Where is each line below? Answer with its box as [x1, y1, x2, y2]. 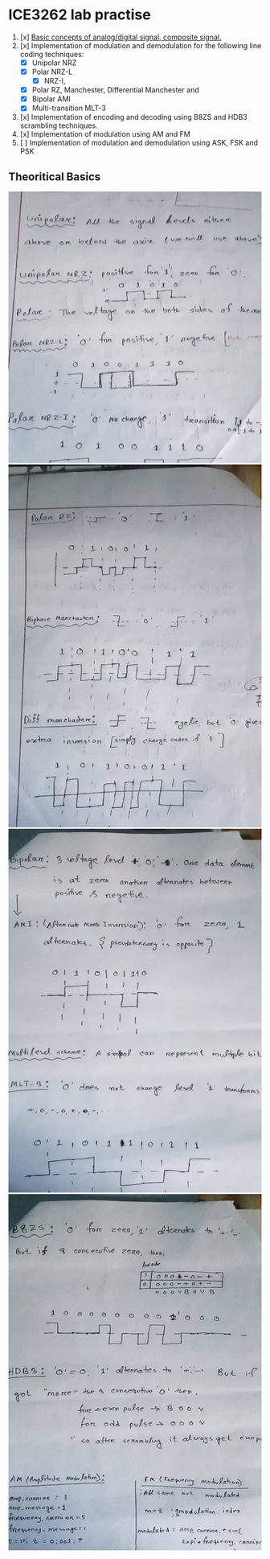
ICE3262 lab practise [8, 6, 151, 24]
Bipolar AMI [31, 94, 71, 104]
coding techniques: [19, 49, 84, 59]
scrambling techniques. [19, 121, 98, 130]
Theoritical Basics [8, 170, 101, 183]
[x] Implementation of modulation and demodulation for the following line [19, 40, 262, 50]
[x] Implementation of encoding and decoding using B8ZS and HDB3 [19, 113, 247, 122]
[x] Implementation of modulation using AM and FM [19, 129, 191, 139]
